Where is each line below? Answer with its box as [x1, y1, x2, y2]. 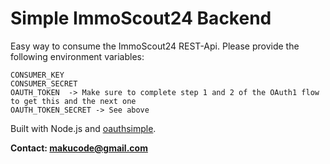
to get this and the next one [10, 96, 137, 106]
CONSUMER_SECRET [10, 78, 78, 89]
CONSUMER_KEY [10, 70, 65, 80]
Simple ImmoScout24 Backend [10, 7, 272, 30]
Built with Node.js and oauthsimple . [10, 122, 157, 134]
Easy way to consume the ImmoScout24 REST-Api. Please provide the [10, 40, 300, 52]
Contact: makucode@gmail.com [10, 142, 148, 154]
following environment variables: [10, 50, 145, 62]
